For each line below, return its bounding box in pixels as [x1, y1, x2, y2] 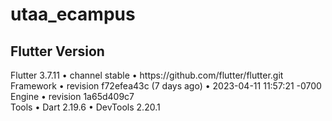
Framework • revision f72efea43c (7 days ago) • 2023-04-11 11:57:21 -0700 [10, 80, 322, 92]
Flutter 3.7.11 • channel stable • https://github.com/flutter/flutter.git [10, 69, 284, 81]
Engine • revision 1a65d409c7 [10, 91, 135, 102]
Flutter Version [10, 43, 105, 60]
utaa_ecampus [10, 3, 136, 26]
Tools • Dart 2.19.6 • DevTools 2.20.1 [10, 101, 161, 113]
